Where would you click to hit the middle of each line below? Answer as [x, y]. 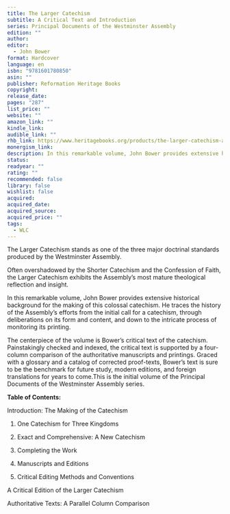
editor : [18, 45]
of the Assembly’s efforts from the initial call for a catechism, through [104, 313]
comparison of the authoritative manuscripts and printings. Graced [124, 355]
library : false [29, 186]
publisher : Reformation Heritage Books [64, 84]
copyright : [23, 90]
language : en [26, 64]
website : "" [24, 115]
